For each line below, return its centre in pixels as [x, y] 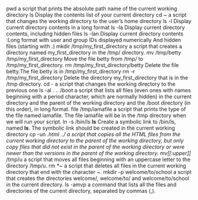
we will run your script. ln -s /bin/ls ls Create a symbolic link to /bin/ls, [91, 122]
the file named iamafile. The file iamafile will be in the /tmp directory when [96, 115]
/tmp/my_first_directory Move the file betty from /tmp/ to [75, 59]
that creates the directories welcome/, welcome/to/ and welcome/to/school [98, 178]
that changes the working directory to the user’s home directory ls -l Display [99, 21]
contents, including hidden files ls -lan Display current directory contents [95, 34]
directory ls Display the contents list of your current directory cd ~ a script [97, 15]
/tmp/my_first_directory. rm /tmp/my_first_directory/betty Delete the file [92, 65]
